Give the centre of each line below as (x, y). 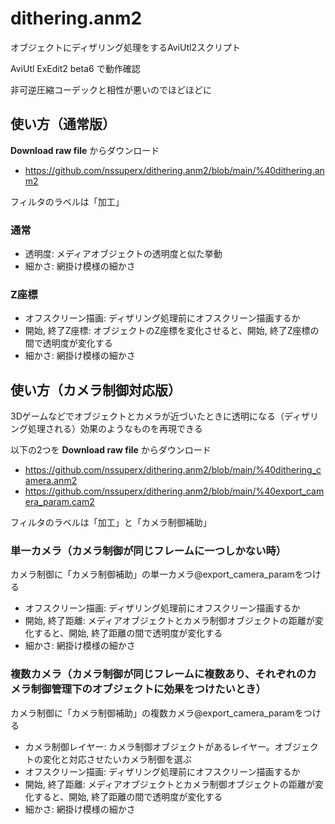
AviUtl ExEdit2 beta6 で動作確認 (75, 68)
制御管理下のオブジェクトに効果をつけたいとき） (148, 689)
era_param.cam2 (59, 502)
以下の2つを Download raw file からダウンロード (111, 450)
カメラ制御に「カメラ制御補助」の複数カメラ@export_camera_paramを (157, 713)
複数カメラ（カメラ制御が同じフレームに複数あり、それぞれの (158, 674)
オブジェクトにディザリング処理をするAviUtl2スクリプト (125, 47)
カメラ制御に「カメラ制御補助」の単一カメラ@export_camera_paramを (157, 574)
